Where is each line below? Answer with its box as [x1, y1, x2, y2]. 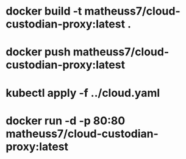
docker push [5, 45, 71, 59]
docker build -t [5, 4, 82, 18]
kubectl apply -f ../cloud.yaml [5, 86, 160, 100]
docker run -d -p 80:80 [5, 114, 126, 127]
